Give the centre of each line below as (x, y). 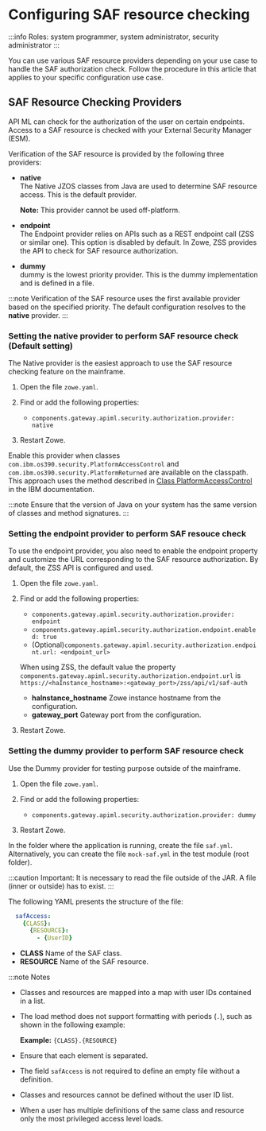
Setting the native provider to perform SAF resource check (123, 335)
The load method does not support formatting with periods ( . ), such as (136, 1017)
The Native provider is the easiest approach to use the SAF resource (120, 363)
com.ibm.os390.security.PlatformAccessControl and (94, 464)
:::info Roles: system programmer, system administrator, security (114, 37)
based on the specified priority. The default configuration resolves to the (127, 307)
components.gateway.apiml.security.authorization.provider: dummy (144, 815)
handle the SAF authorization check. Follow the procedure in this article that (132, 68)
